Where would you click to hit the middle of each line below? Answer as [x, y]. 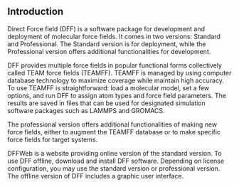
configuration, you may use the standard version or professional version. [114, 168]
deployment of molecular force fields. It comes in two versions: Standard [114, 36]
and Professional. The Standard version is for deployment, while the [107, 44]
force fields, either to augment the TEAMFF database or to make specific [114, 132]
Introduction [36, 12]
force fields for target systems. [53, 139]
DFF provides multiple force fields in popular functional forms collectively [115, 65]
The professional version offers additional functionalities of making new [112, 124]
